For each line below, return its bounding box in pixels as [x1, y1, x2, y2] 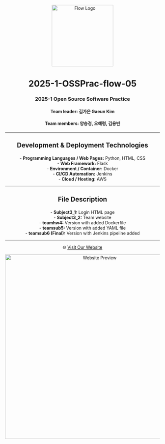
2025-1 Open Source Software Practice [35, 96, 130, 103]
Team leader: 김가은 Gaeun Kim [50, 108, 115, 114]
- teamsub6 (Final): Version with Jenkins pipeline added [25, 230, 140, 236]
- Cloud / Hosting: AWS [58, 176, 107, 182]
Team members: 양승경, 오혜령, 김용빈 [45, 120, 120, 126]
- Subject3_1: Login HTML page [50, 209, 115, 215]
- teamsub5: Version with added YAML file [39, 225, 126, 231]
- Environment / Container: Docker [46, 166, 119, 172]
